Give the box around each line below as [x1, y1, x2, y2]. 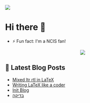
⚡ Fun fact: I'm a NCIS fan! [12, 38, 66, 44]
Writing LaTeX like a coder [12, 82, 65, 88]
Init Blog [12, 87, 30, 93]
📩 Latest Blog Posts [5, 64, 65, 72]
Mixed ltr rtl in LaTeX [12, 76, 54, 82]
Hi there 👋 [5, 22, 46, 33]
